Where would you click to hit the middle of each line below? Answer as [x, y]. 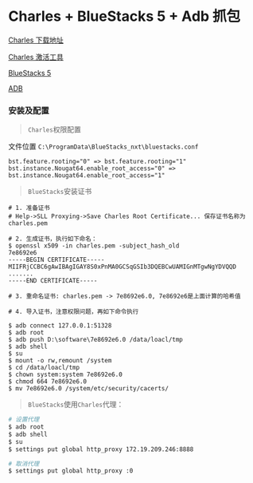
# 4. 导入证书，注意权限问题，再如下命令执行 [74, 312]
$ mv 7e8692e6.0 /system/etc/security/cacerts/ [89, 389]
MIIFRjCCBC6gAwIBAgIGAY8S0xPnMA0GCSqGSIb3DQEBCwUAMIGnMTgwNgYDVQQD [123, 267]
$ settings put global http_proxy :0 [71, 471]
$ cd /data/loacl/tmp [44, 368]
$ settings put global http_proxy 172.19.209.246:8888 [101, 449]
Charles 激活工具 [36, 57]
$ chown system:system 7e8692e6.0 [66, 375]
